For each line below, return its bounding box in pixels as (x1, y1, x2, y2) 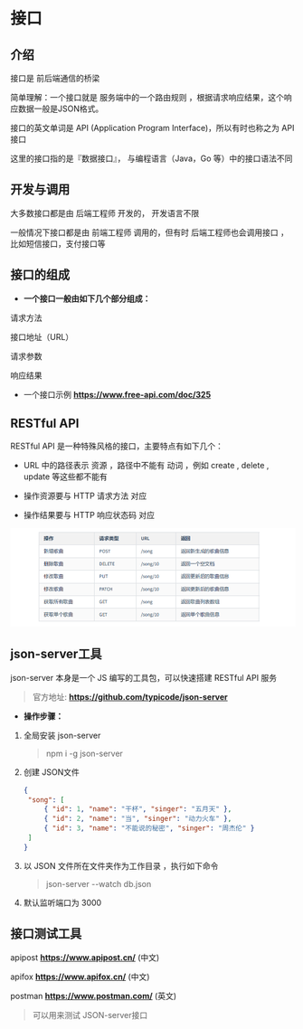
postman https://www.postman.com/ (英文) (10, 990, 177, 1001)
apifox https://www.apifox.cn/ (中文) (10, 971, 150, 982)
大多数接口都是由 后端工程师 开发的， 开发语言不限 (10, 207, 200, 218)
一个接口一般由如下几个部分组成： (23, 293, 151, 304)
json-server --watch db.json (45, 878, 152, 889)
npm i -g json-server (45, 748, 123, 759)
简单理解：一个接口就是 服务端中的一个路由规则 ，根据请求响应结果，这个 (10, 92, 284, 102)
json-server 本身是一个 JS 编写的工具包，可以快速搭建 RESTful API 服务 (10, 672, 278, 683)
